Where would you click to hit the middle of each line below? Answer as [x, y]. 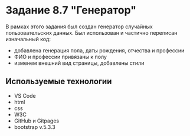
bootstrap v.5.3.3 [35, 127]
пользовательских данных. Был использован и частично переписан [91, 32]
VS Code [25, 95]
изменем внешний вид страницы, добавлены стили [79, 63]
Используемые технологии [59, 82]
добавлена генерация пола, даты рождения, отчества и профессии [99, 50]
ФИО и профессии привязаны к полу [60, 57]
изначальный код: [28, 39]
